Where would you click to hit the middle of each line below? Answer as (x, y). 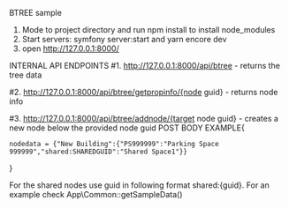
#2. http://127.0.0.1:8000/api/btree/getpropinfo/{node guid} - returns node (144, 92)
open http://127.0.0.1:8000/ (70, 48)
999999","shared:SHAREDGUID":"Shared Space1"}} (99, 152)
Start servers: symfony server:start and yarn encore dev (124, 39)
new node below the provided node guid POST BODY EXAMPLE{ (127, 128)
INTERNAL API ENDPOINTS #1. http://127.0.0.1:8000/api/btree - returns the (145, 66)
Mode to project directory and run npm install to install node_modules (148, 30)
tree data (26, 75)
